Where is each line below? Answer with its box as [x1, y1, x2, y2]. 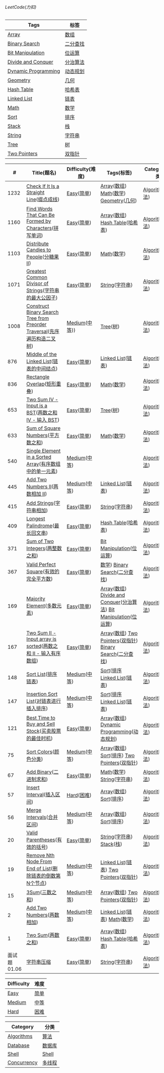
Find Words [26, 205, 53, 212]
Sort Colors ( [26, 748, 55, 755]
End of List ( [26, 865, 53, 872]
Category [11, 1024, 34, 1030]
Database [7, 1042, 30, 1049]
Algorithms [7, 1033, 33, 1040]
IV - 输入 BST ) [26, 416, 60, 423]
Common [26, 274, 48, 281]
